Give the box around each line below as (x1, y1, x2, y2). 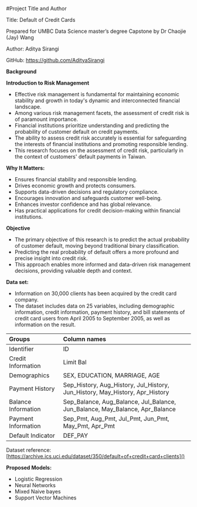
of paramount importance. (14, 116, 78, 123)
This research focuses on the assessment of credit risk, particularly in (14, 147, 184, 154)
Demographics (9, 371, 50, 379)
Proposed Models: (6, 464, 52, 471)
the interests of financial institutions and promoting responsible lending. (14, 141, 188, 147)
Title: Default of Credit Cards (6, 16, 76, 23)
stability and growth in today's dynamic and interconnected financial (14, 97, 180, 104)
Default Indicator (9, 431, 56, 440)
